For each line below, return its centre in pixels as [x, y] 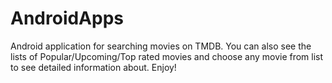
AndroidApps [67, 18]
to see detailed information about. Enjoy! [93, 67]
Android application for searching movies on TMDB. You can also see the [161, 46]
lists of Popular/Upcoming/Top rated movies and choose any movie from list [167, 56]
